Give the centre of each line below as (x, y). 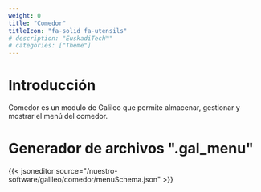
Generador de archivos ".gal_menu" (131, 149)
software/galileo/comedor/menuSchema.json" (85, 179)
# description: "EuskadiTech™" (61, 38)
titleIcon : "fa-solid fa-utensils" (68, 31)
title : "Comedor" (37, 23)
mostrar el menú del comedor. (58, 116)
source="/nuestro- (87, 171)
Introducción (52, 86)
